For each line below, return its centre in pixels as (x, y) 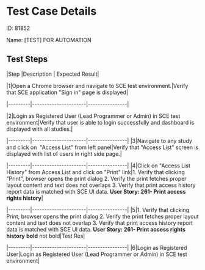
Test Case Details (52, 11)
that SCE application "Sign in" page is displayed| (67, 92)
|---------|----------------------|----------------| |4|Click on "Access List (99, 166)
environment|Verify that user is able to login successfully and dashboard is (100, 122)
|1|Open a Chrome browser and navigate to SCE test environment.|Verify (97, 86)
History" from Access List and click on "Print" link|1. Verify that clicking (95, 172)
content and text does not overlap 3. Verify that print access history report (100, 223)
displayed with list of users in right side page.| (64, 153)
